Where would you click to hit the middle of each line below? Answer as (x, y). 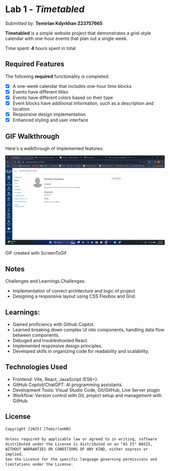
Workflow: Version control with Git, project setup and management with (87, 395)
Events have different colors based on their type (63, 98)
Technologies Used (36, 367)
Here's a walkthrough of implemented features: (54, 148)
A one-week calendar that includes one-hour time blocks (72, 86)
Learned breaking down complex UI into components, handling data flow (88, 330)
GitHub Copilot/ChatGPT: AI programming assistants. (68, 385)
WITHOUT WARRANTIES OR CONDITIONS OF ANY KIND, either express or (77, 449)
